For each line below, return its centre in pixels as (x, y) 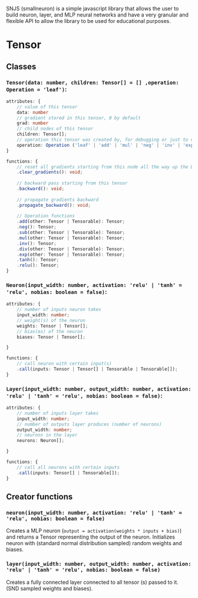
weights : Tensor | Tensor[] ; (52, 326)
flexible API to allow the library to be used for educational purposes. (88, 21)
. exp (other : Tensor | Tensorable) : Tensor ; (71, 255)
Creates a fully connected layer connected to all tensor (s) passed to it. (92, 582)
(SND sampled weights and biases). (49, 588)
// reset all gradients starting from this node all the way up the (103, 167)
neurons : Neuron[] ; (41, 441)
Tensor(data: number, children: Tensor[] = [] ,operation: (93, 82)
